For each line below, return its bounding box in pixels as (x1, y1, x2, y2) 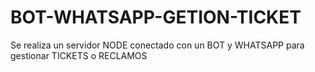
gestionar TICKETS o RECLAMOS (10, 49, 148, 61)
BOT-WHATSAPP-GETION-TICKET (10, 6, 302, 29)
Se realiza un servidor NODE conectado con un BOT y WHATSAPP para (10, 39, 305, 51)
